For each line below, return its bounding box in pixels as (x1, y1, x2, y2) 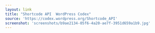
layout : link (5, 7, 32, 12)
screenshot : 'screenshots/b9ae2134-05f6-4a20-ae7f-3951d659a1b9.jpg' (5, 20, 151, 26)
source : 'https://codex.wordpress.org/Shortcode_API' (5, 16, 118, 21)
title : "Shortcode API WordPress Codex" (5, 12, 92, 16)
